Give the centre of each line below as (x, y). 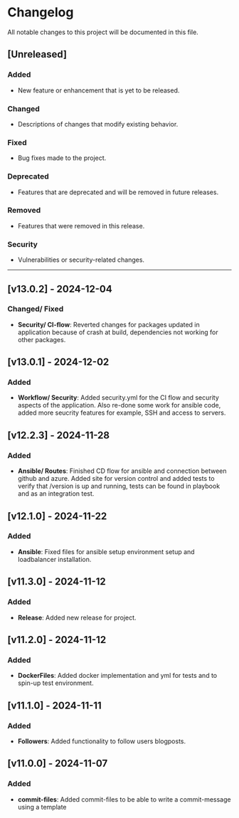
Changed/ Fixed (36, 309)
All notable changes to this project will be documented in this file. (103, 32)
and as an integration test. (56, 494)
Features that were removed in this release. (81, 225)
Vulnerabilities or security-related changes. (81, 260)
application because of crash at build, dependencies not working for (118, 332)
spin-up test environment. (55, 683)
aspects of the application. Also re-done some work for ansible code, (119, 405)
